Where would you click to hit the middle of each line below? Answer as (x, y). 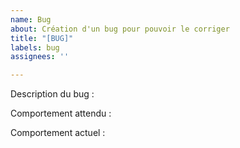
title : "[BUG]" (42, 38)
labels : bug (35, 47)
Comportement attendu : (61, 113)
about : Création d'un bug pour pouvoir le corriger (120, 29)
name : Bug (31, 19)
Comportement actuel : (58, 133)
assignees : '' (40, 57)
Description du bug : (52, 94)
